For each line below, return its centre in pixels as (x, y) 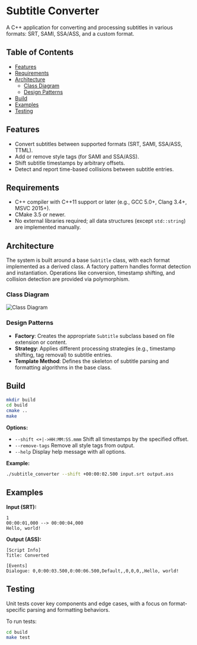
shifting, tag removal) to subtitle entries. (63, 355)
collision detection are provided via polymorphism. (68, 279)
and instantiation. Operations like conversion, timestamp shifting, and (90, 273)
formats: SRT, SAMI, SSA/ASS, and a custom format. (70, 33)
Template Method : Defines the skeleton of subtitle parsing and (92, 361)
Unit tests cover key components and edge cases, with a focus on (87, 603)
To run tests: (21, 621)
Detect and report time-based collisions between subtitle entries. (94, 169)
